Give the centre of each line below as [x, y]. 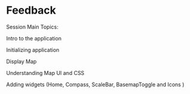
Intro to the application [34, 38]
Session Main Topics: [32, 27]
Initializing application [33, 50]
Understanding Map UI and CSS [45, 73]
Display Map [21, 61]
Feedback [31, 10]
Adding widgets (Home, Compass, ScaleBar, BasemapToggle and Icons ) [95, 84]
